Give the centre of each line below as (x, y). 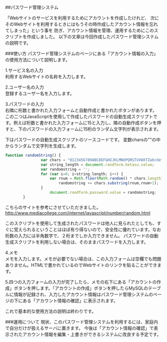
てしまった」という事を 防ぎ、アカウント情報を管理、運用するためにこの (80, 30)
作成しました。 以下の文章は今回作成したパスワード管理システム (93, 37)
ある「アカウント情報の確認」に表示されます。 (70, 301)
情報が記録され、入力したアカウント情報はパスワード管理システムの (83, 294)
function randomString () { (33, 155)
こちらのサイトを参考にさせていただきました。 (53, 207)
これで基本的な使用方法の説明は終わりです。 (51, 311)
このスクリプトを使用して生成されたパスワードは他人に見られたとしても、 (81, 223)
